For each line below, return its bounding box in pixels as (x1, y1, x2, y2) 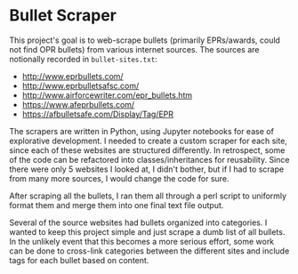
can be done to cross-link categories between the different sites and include (9, 246, 290, 256)
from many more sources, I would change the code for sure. (9, 173, 230, 183)
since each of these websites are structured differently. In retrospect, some (9, 144, 286, 156)
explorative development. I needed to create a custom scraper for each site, (9, 135, 287, 146)
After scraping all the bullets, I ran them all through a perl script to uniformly (9, 190, 287, 201)
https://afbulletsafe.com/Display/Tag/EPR (21, 109, 174, 119)
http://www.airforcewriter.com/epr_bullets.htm (21, 90, 193, 101)
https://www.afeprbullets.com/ (21, 99, 135, 109)
